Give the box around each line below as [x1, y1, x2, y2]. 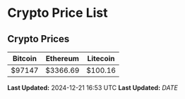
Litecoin [87, 54, 115, 63]
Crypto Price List [7, 5, 108, 21]
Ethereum [45, 54, 80, 63]
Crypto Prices [7, 33, 70, 45]
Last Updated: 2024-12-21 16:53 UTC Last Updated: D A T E [7, 84, 178, 92]
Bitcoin [12, 54, 37, 63]
